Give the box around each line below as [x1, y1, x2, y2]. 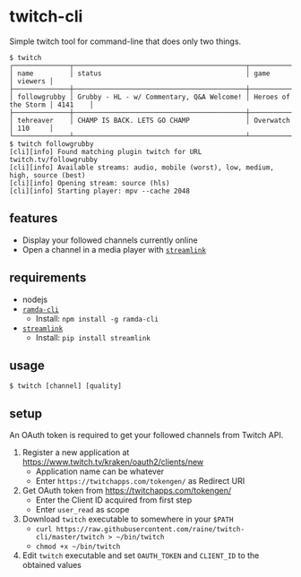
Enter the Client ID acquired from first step [35, 495, 193, 505]
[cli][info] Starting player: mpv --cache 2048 [9, 186, 191, 195]
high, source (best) [9, 170, 87, 180]
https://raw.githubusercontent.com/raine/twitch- [56, 525, 245, 534]
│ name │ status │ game [9, 69, 271, 78]
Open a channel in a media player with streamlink [21, 244, 206, 254]
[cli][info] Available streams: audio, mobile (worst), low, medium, [9, 163, 275, 172]
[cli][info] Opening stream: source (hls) [9, 178, 170, 187]
